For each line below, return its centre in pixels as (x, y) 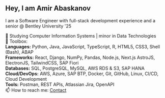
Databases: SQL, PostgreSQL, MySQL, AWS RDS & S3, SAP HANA (75, 68)
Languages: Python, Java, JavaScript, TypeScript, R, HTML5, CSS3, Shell (83, 46)
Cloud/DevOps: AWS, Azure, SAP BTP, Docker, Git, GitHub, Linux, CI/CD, (82, 74)
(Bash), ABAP (20, 52)
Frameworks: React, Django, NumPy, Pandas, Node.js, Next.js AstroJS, (80, 57)
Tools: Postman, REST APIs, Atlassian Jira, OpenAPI (60, 84)
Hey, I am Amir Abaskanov (48, 8)
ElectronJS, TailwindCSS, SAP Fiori (42, 62)
